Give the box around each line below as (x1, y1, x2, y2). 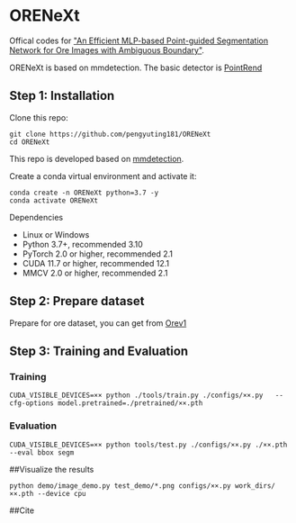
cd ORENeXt (9, 137, 50, 147)
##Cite (9, 505, 34, 516)
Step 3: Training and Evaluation (9, 343, 189, 358)
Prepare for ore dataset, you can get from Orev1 (9, 317, 187, 329)
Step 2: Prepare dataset (9, 293, 145, 309)
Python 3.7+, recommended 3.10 (22, 239, 144, 249)
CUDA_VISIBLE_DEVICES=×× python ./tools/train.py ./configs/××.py (9, 391, 264, 401)
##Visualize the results (9, 464, 94, 474)
